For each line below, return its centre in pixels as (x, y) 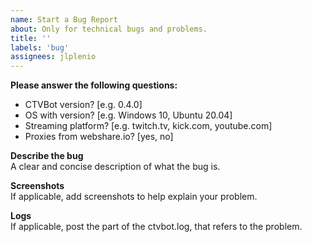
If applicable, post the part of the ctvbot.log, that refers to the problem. (156, 227)
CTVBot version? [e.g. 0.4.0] (83, 105)
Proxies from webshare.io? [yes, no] (99, 137)
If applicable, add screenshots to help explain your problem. (134, 197)
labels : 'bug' (40, 47)
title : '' (31, 38)
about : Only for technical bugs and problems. (109, 29)
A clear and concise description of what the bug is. (115, 167)
